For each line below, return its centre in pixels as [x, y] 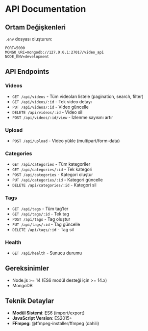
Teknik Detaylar [30, 301]
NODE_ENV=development [27, 57]
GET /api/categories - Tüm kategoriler [51, 164]
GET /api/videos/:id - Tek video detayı [52, 101]
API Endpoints [27, 72]
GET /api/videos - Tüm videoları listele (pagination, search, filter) [78, 96]
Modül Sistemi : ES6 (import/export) [48, 313]
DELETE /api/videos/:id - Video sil [47, 112]
